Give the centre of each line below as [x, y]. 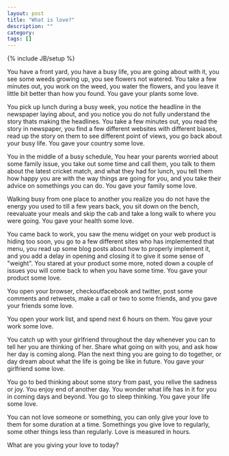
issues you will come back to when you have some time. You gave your [107, 271]
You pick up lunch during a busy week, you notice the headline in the [104, 107]
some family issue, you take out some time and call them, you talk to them [111, 164]
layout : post [26, 13]
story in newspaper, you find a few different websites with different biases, [112, 129]
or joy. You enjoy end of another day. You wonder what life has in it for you [112, 389]
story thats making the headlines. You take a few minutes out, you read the [112, 121]
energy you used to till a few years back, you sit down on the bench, [103, 206]
